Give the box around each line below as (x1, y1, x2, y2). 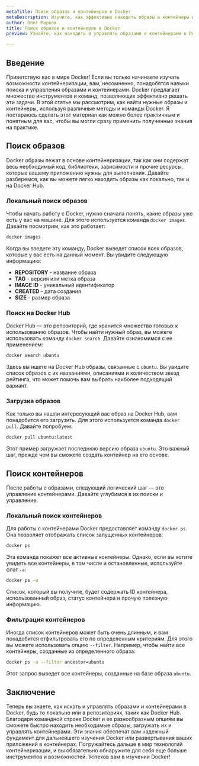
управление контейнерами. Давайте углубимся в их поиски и (6, 491, 163, 498)
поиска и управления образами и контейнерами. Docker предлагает (6, 86, 180, 93)
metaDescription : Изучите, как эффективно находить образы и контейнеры (6, 14, 190, 20)
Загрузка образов (6, 397, 61, 405)
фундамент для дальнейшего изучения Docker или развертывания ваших (6, 735, 192, 742)
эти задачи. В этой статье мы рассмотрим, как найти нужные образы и (6, 98, 188, 105)
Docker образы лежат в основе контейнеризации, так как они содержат (6, 156, 189, 163)
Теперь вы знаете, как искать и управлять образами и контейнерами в (6, 703, 187, 710)
